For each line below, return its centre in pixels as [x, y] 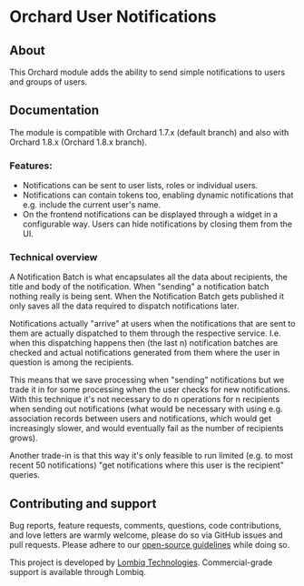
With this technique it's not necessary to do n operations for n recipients [144, 399]
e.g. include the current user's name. [92, 205]
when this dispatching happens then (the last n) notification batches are [144, 343]
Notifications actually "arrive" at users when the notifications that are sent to [152, 324]
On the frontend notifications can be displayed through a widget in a [150, 215]
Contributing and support [83, 504]
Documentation [54, 111]
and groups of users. [49, 82]
